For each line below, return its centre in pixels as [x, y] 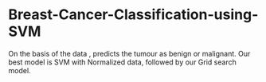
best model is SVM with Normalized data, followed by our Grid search [122, 62]
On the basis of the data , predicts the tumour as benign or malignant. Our [129, 53]
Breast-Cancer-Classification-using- [133, 15]
